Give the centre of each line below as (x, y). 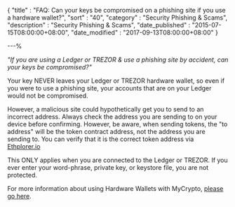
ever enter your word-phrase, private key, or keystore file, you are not (108, 167)
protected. (22, 175)
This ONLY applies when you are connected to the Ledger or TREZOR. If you (117, 160)
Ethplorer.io (24, 146)
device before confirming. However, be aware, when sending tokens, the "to (117, 124)
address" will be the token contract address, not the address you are (106, 132)
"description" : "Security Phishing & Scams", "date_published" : (99, 25)
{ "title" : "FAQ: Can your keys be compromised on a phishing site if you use (116, 10)
